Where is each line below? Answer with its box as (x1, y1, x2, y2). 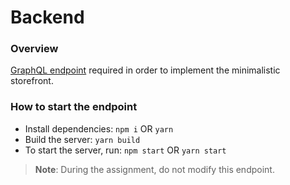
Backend (10, 6, 85, 29)
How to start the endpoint (10, 100, 138, 114)
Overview (10, 42, 59, 56)
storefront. (10, 75, 54, 87)
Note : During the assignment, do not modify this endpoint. (34, 163, 275, 175)
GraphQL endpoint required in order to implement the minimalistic (10, 64, 281, 76)
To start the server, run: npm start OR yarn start (24, 144, 227, 156)
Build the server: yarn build (24, 133, 141, 145)
